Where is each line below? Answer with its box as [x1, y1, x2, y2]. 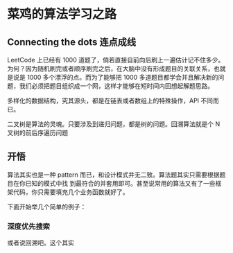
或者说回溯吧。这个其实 [7, 238, 74, 247]
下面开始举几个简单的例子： [7, 202, 87, 211]
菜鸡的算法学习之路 [7, 6, 117, 22]
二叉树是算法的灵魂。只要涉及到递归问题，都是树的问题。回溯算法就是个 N [7, 120, 221, 128]
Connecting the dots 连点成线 [7, 36, 137, 48]
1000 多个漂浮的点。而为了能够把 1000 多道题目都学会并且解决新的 [26, 73, 218, 81]
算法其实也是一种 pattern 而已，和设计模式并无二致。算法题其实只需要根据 [7, 171, 220, 179]
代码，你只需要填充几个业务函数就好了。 [12, 188, 129, 196]
